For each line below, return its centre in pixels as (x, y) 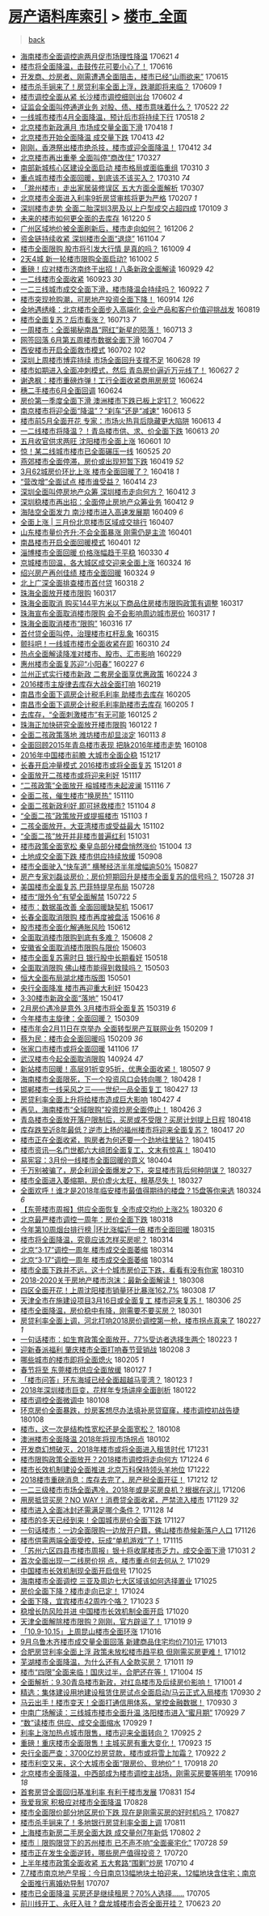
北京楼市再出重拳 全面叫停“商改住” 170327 (90, 157)
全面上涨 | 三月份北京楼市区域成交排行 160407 (97, 522)
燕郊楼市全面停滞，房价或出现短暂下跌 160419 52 (102, 461)
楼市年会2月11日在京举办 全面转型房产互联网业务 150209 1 (116, 1028)
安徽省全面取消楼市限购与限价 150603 (83, 947)
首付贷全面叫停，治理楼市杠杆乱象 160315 (89, 634)
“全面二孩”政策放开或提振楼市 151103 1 (84, 816)
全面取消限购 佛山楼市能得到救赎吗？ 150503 (95, 967)
